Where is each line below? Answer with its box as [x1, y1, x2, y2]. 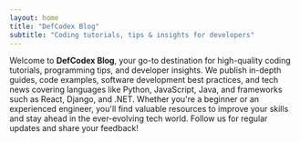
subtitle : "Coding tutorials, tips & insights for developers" [9, 30, 255, 39]
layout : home [9, 13, 59, 23]
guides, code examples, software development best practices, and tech [9, 75, 279, 86]
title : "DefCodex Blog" [9, 22, 100, 31]
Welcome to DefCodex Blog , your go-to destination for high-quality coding [9, 56, 292, 66]
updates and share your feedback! [9, 123, 139, 134]
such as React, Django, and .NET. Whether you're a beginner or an [9, 94, 260, 105]
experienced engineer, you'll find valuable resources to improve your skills [9, 104, 289, 115]
